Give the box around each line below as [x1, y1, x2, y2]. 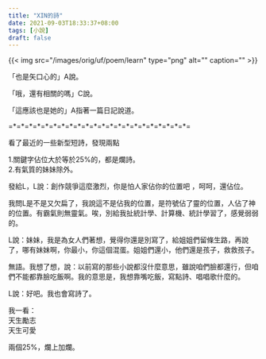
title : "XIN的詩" [8, 11, 64, 20]
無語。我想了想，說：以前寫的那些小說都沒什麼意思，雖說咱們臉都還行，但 [8, 262, 252, 272]
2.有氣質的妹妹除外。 [8, 164, 78, 175]
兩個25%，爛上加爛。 [8, 342, 79, 352]
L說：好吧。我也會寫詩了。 [8, 289, 96, 299]
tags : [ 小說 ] [8, 26, 49, 34]
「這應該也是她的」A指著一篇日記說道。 [8, 106, 139, 115]
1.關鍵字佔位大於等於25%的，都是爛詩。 [8, 155, 141, 164]
